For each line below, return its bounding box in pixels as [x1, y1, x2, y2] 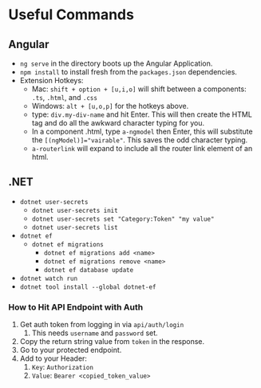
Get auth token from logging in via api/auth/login [19, 320, 184, 330]
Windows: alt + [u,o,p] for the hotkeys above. [31, 102, 189, 110]
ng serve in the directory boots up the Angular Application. [19, 58, 213, 68]
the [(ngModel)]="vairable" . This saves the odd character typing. [31, 135, 248, 145]
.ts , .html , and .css [31, 93, 98, 102]
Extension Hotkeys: [19, 76, 84, 85]
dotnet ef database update [43, 266, 134, 274]
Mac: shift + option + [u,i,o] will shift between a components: [31, 84, 247, 94]
